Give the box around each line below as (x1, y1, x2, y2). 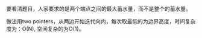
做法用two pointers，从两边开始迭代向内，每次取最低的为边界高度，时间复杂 (6, 18, 196, 25)
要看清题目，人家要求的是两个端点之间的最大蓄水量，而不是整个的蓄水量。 (6, 5, 191, 12)
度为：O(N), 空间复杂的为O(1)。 (6, 26, 84, 32)
